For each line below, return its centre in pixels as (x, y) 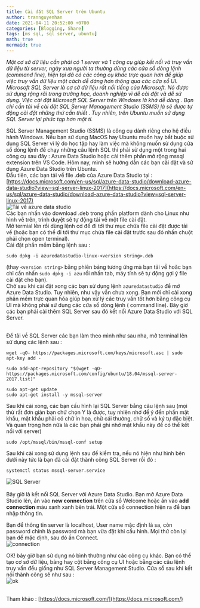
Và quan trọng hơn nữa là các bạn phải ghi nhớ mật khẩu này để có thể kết (98, 425)
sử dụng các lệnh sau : (34, 342)
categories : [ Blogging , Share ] (45, 28)
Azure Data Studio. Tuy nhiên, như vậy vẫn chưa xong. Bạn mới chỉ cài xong (99, 292)
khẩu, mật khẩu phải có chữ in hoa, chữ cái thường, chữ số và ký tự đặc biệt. (100, 418)
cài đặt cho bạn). (27, 280)
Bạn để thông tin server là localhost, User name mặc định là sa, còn (89, 525)
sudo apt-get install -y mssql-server (54, 395)
